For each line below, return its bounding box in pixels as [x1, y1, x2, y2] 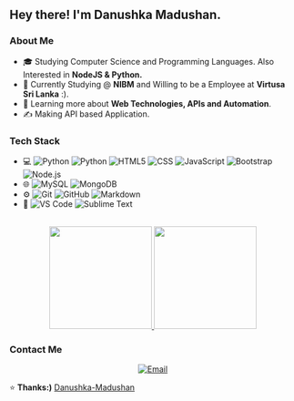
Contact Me [9, 343, 63, 355]
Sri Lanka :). [22, 88, 69, 99]
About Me [9, 35, 55, 47]
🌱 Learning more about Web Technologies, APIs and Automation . [22, 98, 271, 108]
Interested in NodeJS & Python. [22, 68, 143, 80]
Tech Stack [9, 134, 61, 147]
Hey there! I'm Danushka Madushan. [9, 7, 221, 23]
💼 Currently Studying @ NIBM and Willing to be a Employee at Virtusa [22, 78, 286, 89]
